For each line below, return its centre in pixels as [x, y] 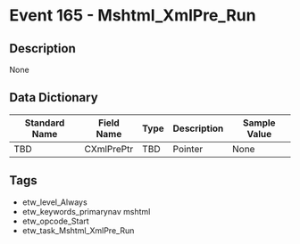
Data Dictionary [54, 98]
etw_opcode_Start [55, 221]
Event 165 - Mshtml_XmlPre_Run [133, 16]
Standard [45, 123]
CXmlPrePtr [109, 149]
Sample [259, 123]
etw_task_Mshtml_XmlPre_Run [78, 230]
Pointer [188, 149]
